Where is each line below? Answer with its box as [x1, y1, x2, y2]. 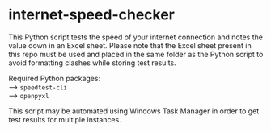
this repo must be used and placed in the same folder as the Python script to [8, 49, 264, 59]
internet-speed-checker [8, 6, 176, 24]
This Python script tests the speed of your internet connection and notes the [8, 32, 263, 42]
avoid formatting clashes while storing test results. [8, 58, 176, 68]
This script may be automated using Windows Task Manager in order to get [8, 106, 260, 116]
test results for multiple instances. [8, 114, 121, 124]
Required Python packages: [8, 73, 101, 83]
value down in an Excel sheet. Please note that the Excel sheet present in [8, 40, 252, 50]
